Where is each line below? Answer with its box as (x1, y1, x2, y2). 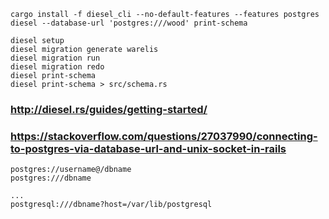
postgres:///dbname (10, 173, 92, 184)
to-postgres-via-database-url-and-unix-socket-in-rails (10, 141, 287, 155)
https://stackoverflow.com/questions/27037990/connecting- (10, 129, 318, 143)
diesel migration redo (10, 62, 105, 72)
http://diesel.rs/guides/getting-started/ (10, 102, 208, 116)
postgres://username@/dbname (10, 165, 132, 175)
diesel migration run (10, 53, 101, 63)
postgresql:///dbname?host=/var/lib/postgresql (10, 200, 213, 210)
